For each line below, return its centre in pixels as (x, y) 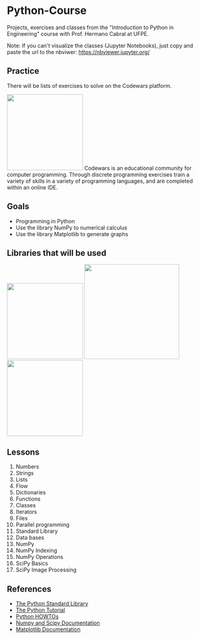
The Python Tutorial (40, 610)
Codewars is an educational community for (138, 168)
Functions (28, 499)
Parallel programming (42, 525)
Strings (25, 473)
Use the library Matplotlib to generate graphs (72, 234)
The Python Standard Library (52, 603)
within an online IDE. (32, 187)
